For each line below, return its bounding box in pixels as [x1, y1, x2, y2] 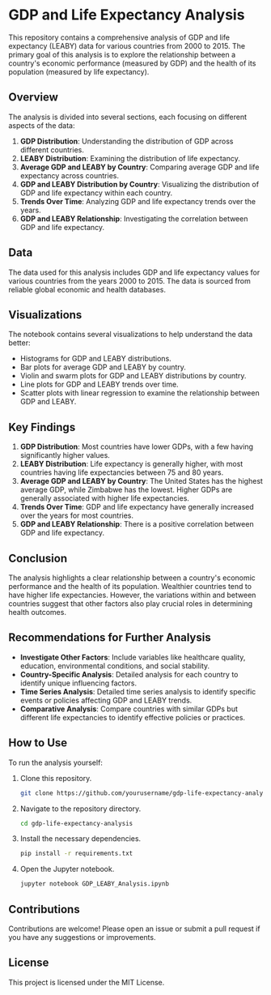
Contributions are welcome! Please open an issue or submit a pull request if [8, 924, 260, 933]
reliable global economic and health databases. [8, 284, 166, 294]
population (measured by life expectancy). [8, 66, 150, 76]
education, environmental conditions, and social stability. [19, 660, 210, 670]
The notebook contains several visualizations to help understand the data [8, 330, 253, 339]
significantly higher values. [19, 451, 111, 460]
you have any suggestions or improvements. [8, 932, 156, 942]
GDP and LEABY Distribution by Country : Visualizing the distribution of [19, 179, 260, 189]
